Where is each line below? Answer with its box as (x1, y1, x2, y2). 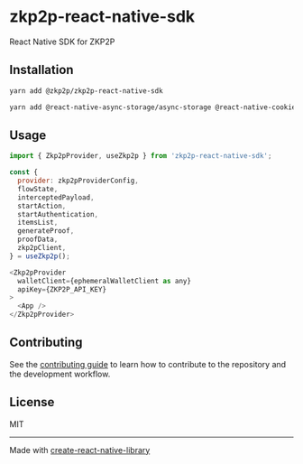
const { (9, 168, 39, 177)
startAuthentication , (17, 209, 99, 218)
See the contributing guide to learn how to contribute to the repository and (9, 358, 287, 369)
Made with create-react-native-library (9, 444, 151, 455)
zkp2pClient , (17, 244, 67, 253)
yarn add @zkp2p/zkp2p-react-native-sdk (9, 86, 164, 96)
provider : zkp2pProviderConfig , (17, 176, 140, 186)
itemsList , (17, 218, 59, 227)
